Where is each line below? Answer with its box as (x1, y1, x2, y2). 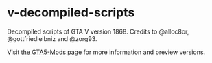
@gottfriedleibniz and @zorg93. (7, 34, 97, 42)
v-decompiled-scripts (7, 5, 135, 21)
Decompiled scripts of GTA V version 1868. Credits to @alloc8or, (7, 27, 189, 36)
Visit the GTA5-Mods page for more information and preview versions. (7, 48, 206, 56)
